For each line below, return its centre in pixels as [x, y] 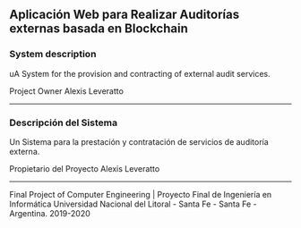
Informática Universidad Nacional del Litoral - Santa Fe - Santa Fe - [133, 204]
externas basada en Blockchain [99, 29]
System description [53, 55]
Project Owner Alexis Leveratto [66, 91]
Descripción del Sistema [64, 122]
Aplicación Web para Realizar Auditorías [125, 15]
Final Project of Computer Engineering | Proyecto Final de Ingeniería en [141, 194]
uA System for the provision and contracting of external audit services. [140, 73]
